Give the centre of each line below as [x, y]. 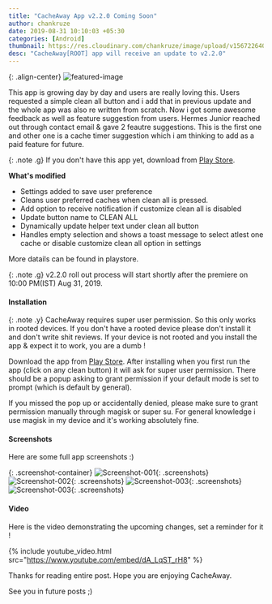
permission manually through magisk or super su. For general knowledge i [132, 412]
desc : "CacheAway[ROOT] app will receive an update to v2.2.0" [117, 54]
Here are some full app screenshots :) [71, 457]
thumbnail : [27, 46]
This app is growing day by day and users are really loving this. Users [124, 93]
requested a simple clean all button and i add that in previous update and [130, 101]
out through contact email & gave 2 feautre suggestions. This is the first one [135, 127]
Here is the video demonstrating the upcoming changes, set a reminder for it [136, 526]
